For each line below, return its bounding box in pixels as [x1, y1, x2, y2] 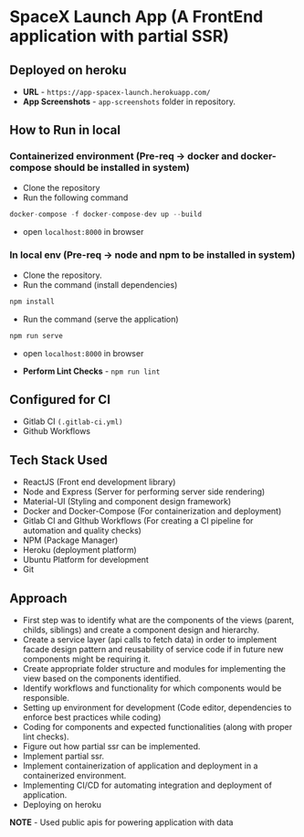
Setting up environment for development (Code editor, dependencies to [22, 702, 292, 714]
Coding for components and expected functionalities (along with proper [22, 722, 293, 733]
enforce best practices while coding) [22, 712, 162, 723]
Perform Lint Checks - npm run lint [22, 366, 161, 376]
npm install [9, 297, 55, 306]
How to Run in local [9, 122, 121, 138]
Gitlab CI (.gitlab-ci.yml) [22, 416, 123, 427]
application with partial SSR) [9, 26, 230, 47]
